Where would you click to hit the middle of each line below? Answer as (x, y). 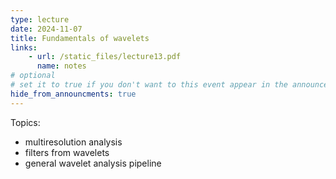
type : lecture (40, 19)
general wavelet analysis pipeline (93, 163)
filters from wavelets (67, 152)
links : (24, 47)
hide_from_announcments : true (73, 94)
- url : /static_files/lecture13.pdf (105, 57)
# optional (33, 76)
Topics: (25, 122)
